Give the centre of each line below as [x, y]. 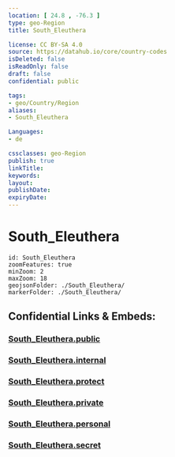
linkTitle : [26, 168]
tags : [17, 96]
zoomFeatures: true [40, 264]
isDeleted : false [37, 59]
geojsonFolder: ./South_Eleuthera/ [67, 285]
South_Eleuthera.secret [54, 445]
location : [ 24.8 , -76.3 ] [54, 15]
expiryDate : [28, 198]
